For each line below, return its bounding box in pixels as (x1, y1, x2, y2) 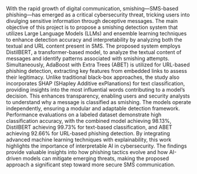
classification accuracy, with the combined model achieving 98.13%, (6, 118, 172, 124)
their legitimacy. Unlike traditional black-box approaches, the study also (6, 73, 180, 81)
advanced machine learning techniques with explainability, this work (6, 136, 172, 143)
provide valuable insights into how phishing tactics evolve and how (6, 149, 168, 155)
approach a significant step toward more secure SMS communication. (6, 161, 175, 168)
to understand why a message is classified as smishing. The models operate (6, 99, 191, 105)
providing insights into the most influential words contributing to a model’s (6, 86, 185, 93)
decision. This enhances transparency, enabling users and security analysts (6, 92, 190, 99)
